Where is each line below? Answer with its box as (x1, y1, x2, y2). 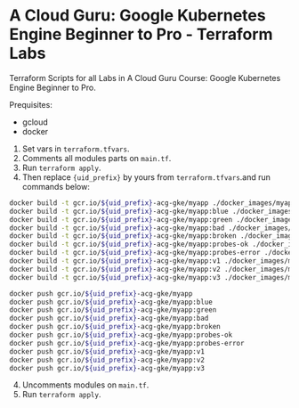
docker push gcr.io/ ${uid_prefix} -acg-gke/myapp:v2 (9, 355, 205, 364)
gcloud (21, 117, 49, 127)
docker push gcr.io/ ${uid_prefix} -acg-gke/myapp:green (9, 306, 217, 314)
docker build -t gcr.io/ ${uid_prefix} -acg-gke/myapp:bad (9, 224, 225, 233)
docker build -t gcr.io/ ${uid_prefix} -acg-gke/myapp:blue (9, 207, 229, 216)
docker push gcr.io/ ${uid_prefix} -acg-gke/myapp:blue (9, 298, 214, 306)
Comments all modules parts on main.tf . (21, 152, 172, 163)
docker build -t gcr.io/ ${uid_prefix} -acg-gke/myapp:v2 (9, 265, 221, 273)
